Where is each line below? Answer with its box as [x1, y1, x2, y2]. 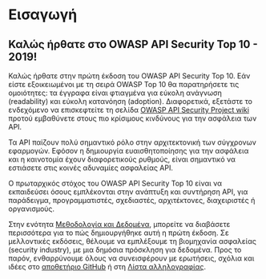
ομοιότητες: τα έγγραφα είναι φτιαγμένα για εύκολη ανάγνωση [8, 88, 222, 98]
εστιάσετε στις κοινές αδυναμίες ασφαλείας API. [8, 163, 174, 173]
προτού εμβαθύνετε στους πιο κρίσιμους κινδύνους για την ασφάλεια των [8, 114, 257, 123]
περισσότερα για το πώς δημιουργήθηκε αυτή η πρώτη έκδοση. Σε [8, 228, 230, 237]
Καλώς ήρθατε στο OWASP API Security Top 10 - [8, 38, 258, 51]
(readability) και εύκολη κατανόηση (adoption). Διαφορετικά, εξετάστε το [8, 97, 253, 106]
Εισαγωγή [8, 6, 78, 24]
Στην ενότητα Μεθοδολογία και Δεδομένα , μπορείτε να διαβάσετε [8, 220, 231, 229]
